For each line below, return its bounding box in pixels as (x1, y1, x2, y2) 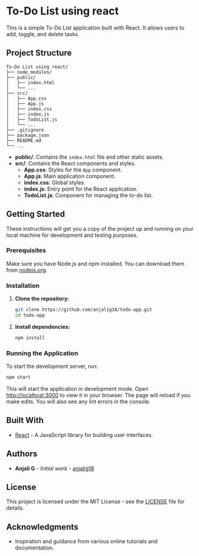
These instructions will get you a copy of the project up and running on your (6, 225, 194, 232)
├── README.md (6, 137, 42, 144)
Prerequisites (6, 246, 46, 255)
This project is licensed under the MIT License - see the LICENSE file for (6, 498, 185, 506)
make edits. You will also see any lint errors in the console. (6, 398, 151, 405)
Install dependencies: (14, 323, 71, 330)
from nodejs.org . (6, 266, 48, 273)
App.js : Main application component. (23, 173, 116, 180)
